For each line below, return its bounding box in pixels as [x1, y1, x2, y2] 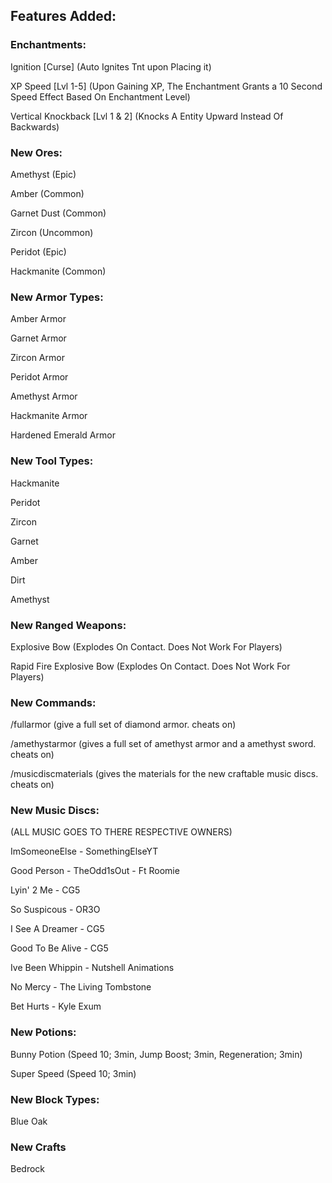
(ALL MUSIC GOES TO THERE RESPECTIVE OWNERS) [10, 826, 233, 838]
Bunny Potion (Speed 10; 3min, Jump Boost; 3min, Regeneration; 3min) [10, 1048, 303, 1060]
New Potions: [10, 1025, 77, 1039]
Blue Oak [10, 1115, 48, 1128]
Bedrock [10, 1163, 46, 1175]
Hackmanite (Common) [10, 265, 107, 277]
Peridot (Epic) [10, 245, 67, 258]
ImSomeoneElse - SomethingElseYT [10, 845, 159, 858]
